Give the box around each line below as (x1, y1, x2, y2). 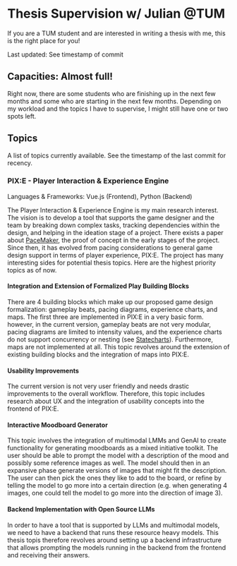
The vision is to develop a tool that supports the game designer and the (7, 213, 215, 222)
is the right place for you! (7, 36, 80, 44)
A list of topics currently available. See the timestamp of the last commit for (7, 151, 226, 159)
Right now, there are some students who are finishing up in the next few (7, 89, 217, 97)
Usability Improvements (7, 366, 80, 375)
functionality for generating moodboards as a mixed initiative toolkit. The (7, 444, 219, 452)
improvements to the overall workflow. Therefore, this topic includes (7, 390, 205, 398)
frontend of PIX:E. (7, 404, 59, 413)
